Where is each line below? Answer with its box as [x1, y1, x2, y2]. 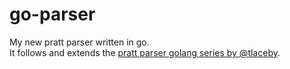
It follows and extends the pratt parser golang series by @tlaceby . [9, 46, 281, 58]
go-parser [9, 3, 96, 26]
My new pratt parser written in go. [9, 36, 150, 48]
